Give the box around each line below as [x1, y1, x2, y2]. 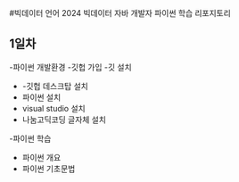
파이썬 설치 [21, 92, 62, 103]
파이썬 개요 [21, 152, 62, 162]
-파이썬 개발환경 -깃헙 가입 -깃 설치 [9, 62, 132, 72]
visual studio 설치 [21, 103, 87, 113]
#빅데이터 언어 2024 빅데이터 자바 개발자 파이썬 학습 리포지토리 [9, 8, 232, 18]
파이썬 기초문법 [21, 163, 76, 174]
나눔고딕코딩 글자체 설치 [21, 114, 107, 125]
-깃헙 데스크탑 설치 [21, 80, 89, 91]
